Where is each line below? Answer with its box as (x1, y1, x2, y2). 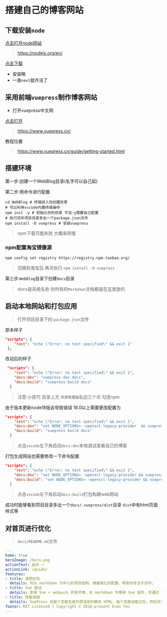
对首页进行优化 (5, 524, 51, 533)
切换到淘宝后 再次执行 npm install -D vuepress (17, 265, 115, 271)
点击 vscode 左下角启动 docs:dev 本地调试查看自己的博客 (17, 442, 128, 449)
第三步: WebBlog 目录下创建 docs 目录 (5, 275, 75, 281)
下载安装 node (5, 26, 45, 34)
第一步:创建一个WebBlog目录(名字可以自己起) (5, 178, 98, 184)
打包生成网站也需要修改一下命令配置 (5, 453, 80, 459)
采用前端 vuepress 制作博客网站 (5, 93, 97, 102)
